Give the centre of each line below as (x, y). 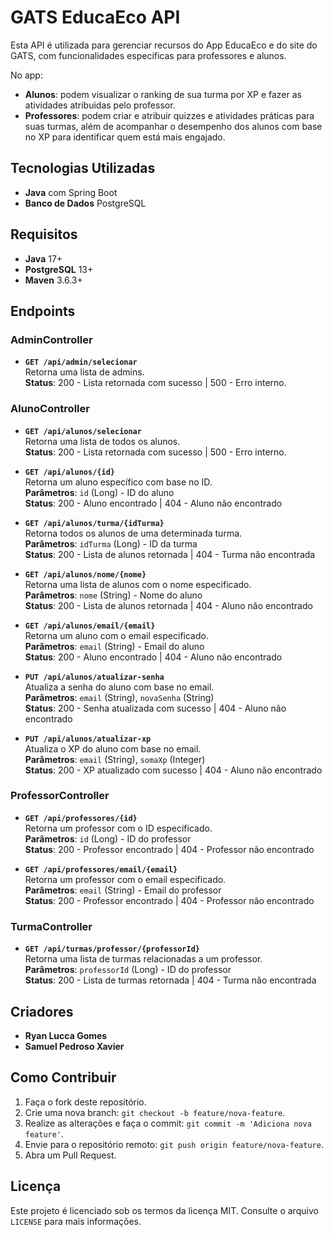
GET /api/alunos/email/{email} (90, 626)
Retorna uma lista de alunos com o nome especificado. (138, 584)
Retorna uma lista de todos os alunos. (102, 441)
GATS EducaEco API (95, 17)
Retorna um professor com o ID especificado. (118, 828)
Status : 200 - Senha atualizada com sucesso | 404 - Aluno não (155, 708)
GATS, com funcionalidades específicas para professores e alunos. (148, 55)
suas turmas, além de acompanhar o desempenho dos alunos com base (173, 126)
